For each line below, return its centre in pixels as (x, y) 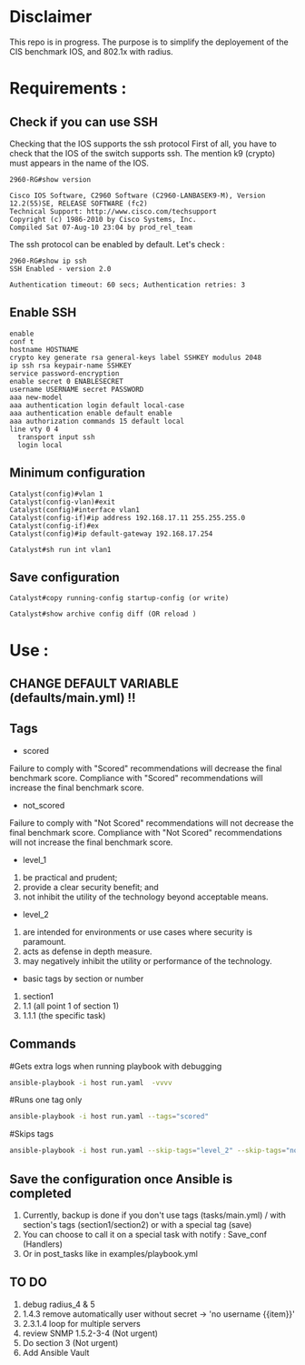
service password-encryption (64, 373)
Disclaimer (51, 17)
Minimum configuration (78, 473)
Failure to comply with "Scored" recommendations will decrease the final (146, 768)
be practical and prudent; (70, 877)
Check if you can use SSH (84, 121)
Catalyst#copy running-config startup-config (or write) (119, 598)
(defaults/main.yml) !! (73, 698)
